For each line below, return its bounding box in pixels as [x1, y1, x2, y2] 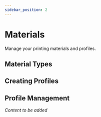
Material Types [4, 59, 52, 68]
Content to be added [4, 107, 47, 113]
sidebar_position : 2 [4, 7, 48, 12]
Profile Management [4, 93, 70, 102]
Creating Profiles [4, 77, 58, 85]
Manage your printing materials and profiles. [4, 45, 96, 51]
